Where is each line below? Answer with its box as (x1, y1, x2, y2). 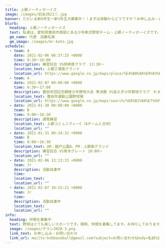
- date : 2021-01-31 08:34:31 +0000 (9, 131, 82, 136)
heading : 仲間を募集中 (9, 217, 52, 222)
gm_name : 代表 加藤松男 (9, 35, 55, 40)
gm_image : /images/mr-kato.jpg (9, 39, 74, 44)
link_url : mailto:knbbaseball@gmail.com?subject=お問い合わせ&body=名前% (9, 235, 158, 241)
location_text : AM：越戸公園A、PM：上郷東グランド (14, 144, 110, 149)
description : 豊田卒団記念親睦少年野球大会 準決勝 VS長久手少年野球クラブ (14, 89, 150, 94)
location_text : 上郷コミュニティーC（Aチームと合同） (14, 121, 113, 126)
